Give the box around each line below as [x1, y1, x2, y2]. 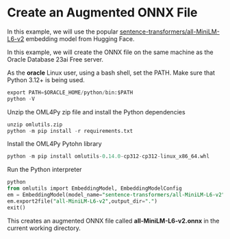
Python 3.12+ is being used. [7, 75, 86, 84]
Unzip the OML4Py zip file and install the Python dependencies [7, 108, 186, 116]
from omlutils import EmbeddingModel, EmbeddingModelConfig [7, 185, 183, 192]
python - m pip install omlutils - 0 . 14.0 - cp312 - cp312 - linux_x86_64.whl [7, 153, 210, 160]
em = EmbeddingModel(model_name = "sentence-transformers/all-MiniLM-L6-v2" [7, 192, 225, 199]
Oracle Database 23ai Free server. [7, 55, 104, 63]
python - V [7, 95, 36, 102]
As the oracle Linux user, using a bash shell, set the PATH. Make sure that [7, 68, 216, 77]
